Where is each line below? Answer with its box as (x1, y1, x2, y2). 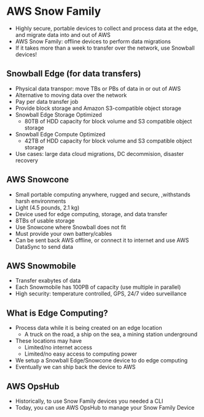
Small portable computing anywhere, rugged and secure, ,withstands (15, 190, 190, 198)
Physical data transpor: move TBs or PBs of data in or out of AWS (15, 85, 181, 92)
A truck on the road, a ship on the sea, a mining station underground (24, 330, 198, 338)
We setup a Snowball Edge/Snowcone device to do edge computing (15, 357, 188, 364)
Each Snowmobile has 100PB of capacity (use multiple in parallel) (15, 284, 181, 291)
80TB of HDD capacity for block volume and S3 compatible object (24, 117, 192, 125)
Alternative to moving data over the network (15, 91, 127, 99)
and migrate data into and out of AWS (15, 31, 111, 38)
